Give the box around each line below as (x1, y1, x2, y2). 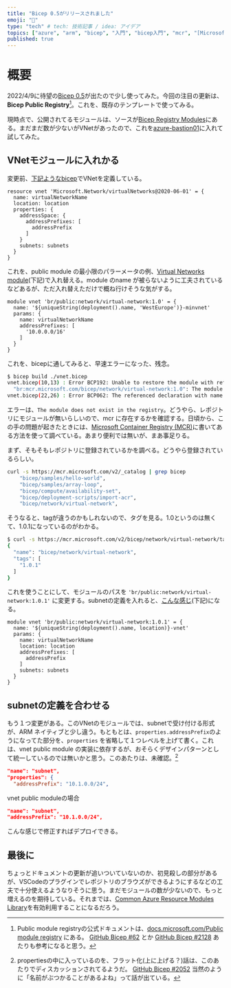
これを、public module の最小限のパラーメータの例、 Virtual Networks (7, 267, 205, 276)
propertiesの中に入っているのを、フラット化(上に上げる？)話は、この (16, 956, 214, 965)
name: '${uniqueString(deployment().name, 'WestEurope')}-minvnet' (13, 304, 211, 311)
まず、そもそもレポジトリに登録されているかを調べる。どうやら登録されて (7, 446, 217, 455)
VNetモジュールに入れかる (7, 154, 120, 166)
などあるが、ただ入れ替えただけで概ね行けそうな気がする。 (7, 284, 176, 293)
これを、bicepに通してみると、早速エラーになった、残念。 (7, 359, 173, 367)
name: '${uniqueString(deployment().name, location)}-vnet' (13, 625, 189, 632)
